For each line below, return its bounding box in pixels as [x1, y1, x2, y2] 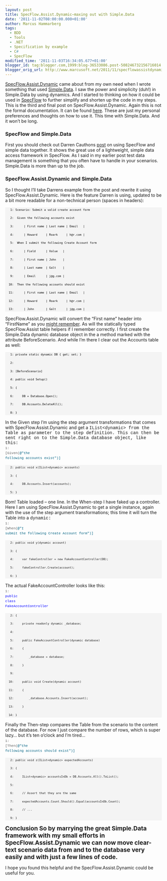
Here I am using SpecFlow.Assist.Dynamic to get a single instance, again [5, 504, 154, 510]
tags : [5, 26, 16, 31]
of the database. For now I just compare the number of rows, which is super [5, 727, 161, 733]
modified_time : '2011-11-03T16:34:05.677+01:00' [5, 58, 108, 63]
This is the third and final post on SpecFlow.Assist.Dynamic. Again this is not [5, 103, 162, 108]
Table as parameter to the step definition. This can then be [5, 430, 160, 436]
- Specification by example [9, 44, 68, 49]
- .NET [9, 40, 23, 45]
